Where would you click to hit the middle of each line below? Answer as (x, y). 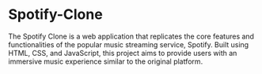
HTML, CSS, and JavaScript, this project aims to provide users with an (123, 53)
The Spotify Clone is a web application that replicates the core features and (131, 36)
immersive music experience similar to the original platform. (106, 61)
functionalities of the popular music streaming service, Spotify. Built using (129, 44)
